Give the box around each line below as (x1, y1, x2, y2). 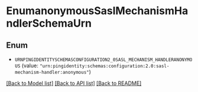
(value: (21, 62, 38, 69)
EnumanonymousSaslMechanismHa (6, 4, 189, 18)
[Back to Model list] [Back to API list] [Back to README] (6, 80, 142, 87)
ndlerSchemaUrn (6, 17, 92, 30)
